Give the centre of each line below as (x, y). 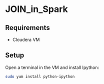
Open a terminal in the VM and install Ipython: (52, 67)
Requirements (27, 28)
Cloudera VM (26, 39)
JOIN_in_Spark (37, 9)
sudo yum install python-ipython (40, 76)
